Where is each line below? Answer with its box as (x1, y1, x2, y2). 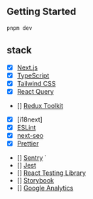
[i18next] (16, 115, 43, 124)
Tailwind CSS (16, 79, 56, 87)
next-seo (16, 131, 44, 139)
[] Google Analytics (16, 184, 74, 192)
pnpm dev (6, 24, 33, 31)
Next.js (16, 63, 38, 72)
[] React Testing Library (16, 168, 87, 177)
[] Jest (16, 161, 37, 169)
